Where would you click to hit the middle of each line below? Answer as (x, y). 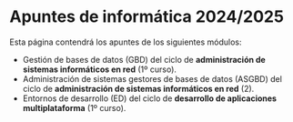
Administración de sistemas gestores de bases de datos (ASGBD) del (152, 78)
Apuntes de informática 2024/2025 (147, 17)
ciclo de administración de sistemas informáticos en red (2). (138, 88)
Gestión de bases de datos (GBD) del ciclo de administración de (144, 59)
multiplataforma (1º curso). (74, 107)
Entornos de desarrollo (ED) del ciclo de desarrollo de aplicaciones (150, 98)
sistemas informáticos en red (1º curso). (100, 69)
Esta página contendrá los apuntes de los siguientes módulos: (126, 42)
